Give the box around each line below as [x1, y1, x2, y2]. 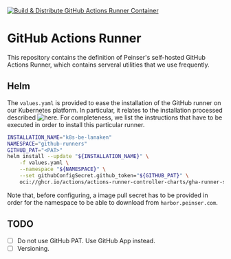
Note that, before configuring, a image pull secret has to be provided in [7, 191, 208, 199]
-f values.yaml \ [19, 159, 69, 166]
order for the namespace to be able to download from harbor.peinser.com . [7, 198, 218, 206]
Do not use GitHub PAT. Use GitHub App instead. [16, 236, 156, 245]
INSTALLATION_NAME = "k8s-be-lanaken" [7, 134, 112, 141]
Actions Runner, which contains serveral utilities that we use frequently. [7, 60, 210, 69]
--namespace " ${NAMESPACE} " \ [19, 166, 107, 173]
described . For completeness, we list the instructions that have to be [7, 113, 223, 122]
